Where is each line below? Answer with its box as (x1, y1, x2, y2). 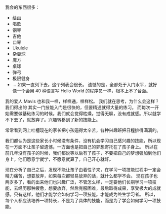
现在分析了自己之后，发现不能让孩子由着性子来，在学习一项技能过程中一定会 (5, 167, 161, 173)
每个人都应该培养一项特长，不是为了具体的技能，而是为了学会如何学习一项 (5, 198, 157, 203)
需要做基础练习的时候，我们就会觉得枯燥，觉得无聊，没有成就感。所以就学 (9, 110, 161, 116)
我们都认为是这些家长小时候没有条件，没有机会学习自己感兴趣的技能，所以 (5, 138, 157, 143)
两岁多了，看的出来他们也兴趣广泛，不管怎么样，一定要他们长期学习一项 (5, 179, 152, 185)
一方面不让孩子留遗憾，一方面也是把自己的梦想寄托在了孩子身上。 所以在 (9, 144, 158, 149)
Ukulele (12, 45, 28, 51)
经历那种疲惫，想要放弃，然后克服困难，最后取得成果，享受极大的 (18, 185, 152, 191)
